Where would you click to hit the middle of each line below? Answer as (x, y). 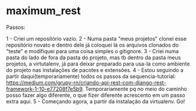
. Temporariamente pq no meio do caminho (135, 89)
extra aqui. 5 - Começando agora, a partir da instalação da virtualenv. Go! (96, 101)
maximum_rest (43, 11)
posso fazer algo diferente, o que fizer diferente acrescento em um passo (96, 95)
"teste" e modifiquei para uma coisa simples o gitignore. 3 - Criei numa (92, 51)
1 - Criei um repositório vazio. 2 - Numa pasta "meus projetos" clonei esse (97, 38)
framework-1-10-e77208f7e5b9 (44, 89)
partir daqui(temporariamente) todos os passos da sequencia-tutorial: (91, 76)
